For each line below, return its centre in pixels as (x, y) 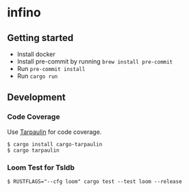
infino (24, 13)
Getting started (40, 38)
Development (37, 97)
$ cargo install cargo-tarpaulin (55, 144)
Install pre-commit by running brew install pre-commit (95, 61)
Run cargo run (37, 76)
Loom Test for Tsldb (41, 167)
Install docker (36, 54)
